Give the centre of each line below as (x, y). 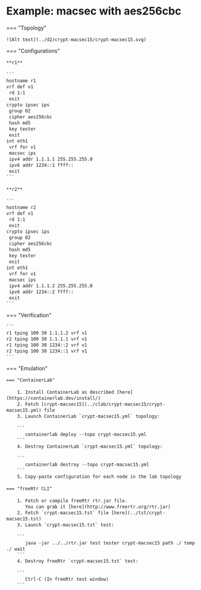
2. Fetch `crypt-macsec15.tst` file (63, 513)
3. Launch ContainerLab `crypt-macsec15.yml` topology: (89, 416)
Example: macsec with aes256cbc (94, 11)
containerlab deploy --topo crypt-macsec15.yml (86, 434)
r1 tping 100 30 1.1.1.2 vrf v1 (47, 333)
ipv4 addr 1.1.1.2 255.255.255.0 (51, 286)
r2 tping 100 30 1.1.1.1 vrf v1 (47, 339)
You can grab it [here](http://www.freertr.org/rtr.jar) (98, 507)
